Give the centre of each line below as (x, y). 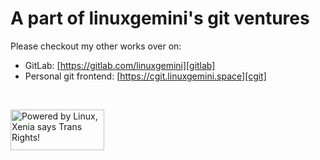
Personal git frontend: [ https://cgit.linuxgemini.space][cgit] (145, 76)
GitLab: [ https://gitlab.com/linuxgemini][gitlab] (120, 65)
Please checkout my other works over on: (96, 46)
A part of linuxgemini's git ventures (160, 18)
